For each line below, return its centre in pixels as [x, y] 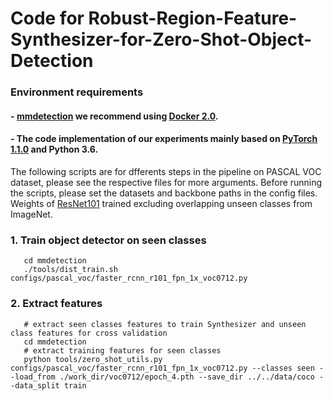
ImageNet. [31, 214]
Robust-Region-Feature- [193, 18]
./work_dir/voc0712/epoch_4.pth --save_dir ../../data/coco [187, 377]
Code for [47, 18]
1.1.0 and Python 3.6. [54, 149]
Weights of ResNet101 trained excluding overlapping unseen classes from [161, 203]
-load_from [33, 377]
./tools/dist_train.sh [70, 270]
